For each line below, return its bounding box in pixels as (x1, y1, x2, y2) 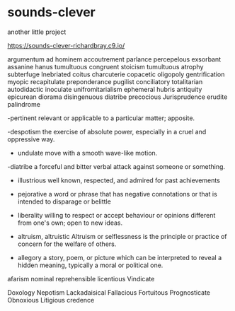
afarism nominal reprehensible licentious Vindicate (7, 274, 155, 283)
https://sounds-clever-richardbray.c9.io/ (7, 41, 125, 49)
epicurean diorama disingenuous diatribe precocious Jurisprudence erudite (7, 93, 228, 101)
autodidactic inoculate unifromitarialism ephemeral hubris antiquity (7, 85, 202, 93)
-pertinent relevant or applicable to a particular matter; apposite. (7, 114, 195, 122)
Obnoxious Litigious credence (7, 295, 95, 304)
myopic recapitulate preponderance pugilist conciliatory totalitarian (7, 77, 203, 86)
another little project (7, 28, 67, 36)
